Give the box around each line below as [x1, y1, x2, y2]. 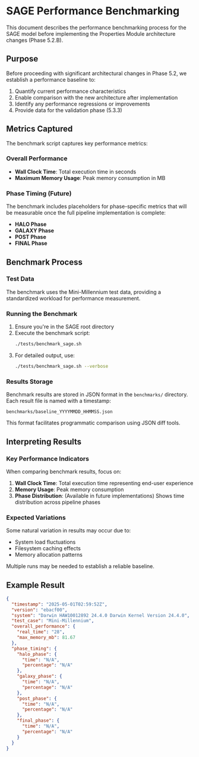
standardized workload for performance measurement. [6, 294, 141, 302]
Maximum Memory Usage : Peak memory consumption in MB [14, 174, 166, 181]
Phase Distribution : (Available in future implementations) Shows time [14, 492, 185, 499]
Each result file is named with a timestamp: [6, 398, 111, 405]
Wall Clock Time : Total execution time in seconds [14, 168, 137, 175]
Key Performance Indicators [6, 454, 89, 463]
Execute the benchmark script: [14, 330, 90, 337]
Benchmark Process [6, 257, 83, 267]
